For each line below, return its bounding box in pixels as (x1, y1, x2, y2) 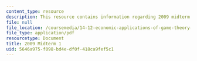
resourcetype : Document (6, 35, 64, 41)
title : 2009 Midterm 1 (6, 41, 62, 47)
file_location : (6, 24, 43, 31)
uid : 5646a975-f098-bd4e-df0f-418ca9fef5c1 (6, 46, 114, 52)
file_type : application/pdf (6, 30, 75, 36)
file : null (6, 19, 33, 25)
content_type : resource (6, 8, 64, 15)
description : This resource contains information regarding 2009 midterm (6, 14, 191, 20)
